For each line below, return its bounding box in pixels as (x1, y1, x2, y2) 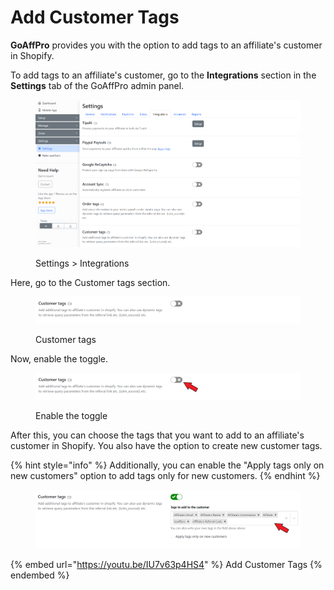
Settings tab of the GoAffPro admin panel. (10, 79, 185, 91)
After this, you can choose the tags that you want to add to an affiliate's (10, 429, 305, 441)
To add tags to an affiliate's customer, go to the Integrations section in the (10, 69, 317, 81)
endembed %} (10, 569, 70, 581)
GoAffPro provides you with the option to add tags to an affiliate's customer (10, 39, 323, 51)
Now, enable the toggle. (10, 353, 108, 365)
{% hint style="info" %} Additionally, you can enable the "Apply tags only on (10, 459, 325, 471)
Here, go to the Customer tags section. (10, 277, 171, 289)
